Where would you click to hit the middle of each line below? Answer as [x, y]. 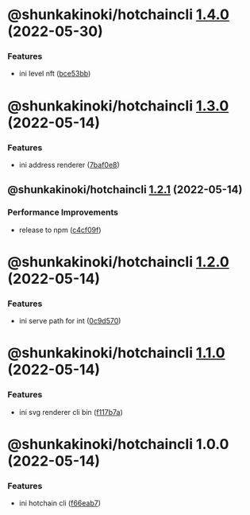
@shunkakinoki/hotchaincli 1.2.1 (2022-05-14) [125, 190]
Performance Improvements [63, 212]
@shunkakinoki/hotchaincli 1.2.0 [118, 262]
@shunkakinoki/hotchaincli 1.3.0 [118, 106]
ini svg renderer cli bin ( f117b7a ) [71, 412]
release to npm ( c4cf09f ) [60, 230]
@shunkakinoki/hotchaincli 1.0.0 [118, 444]
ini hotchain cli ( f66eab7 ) [60, 503]
